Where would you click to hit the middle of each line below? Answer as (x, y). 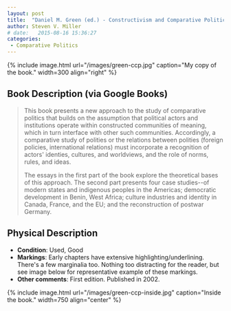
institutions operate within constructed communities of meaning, (115, 125)
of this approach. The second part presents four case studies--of (117, 182)
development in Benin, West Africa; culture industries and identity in (120, 197)
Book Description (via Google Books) (88, 94)
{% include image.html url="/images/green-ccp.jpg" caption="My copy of (112, 65)
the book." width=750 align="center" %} (64, 299)
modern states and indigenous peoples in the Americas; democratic (120, 189)
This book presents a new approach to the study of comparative (115, 110)
